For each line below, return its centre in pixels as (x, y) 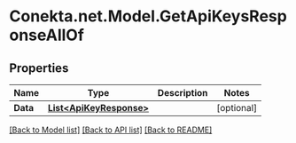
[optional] (237, 108)
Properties (39, 68)
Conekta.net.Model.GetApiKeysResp (148, 16)
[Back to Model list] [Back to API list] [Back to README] (111, 130)
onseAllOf (47, 35)
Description (183, 93)
